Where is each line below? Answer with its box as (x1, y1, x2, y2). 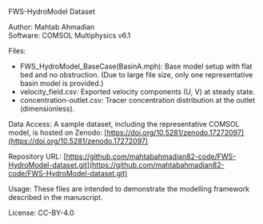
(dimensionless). (19, 104, 75, 113)
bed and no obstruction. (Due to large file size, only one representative (19, 70, 253, 79)
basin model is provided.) (19, 79, 104, 88)
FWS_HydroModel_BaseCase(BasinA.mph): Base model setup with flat (19, 61, 253, 71)
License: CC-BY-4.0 (8, 208, 74, 218)
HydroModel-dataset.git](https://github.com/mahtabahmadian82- (8, 160, 225, 170)
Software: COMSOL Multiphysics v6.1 (8, 31, 131, 40)
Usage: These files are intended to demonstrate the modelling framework (8, 184, 250, 194)
